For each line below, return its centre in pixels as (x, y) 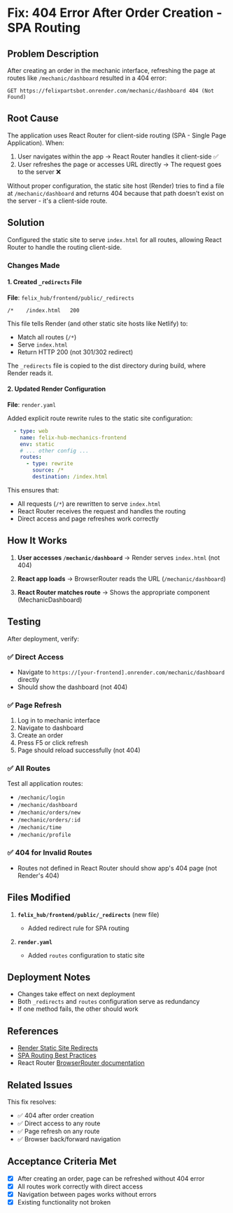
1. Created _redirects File (45, 282)
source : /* (48, 470)
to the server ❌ (39, 172)
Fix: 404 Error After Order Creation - (115, 13)
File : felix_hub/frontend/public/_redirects (71, 297)
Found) (17, 97)
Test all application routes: (45, 784)
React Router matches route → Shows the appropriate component (113, 592)
